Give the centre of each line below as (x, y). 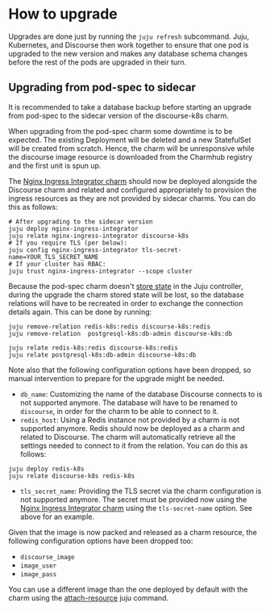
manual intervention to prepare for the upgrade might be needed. (116, 378)
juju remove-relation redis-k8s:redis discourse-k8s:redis (110, 326)
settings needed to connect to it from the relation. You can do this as (134, 446)
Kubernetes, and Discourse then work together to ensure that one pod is (129, 44)
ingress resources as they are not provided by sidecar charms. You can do (132, 198)
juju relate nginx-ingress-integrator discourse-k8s (99, 236)
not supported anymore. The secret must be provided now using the (133, 499)
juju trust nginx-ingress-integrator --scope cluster (101, 271)
